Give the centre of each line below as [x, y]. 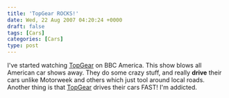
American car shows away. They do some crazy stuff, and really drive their [114, 72]
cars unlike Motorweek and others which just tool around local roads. [106, 80]
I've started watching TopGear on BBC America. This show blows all [104, 65]
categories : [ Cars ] [35, 39]
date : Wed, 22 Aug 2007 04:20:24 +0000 [65, 20]
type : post [23, 46]
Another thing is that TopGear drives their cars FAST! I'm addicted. [102, 87]
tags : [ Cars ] [26, 33]
